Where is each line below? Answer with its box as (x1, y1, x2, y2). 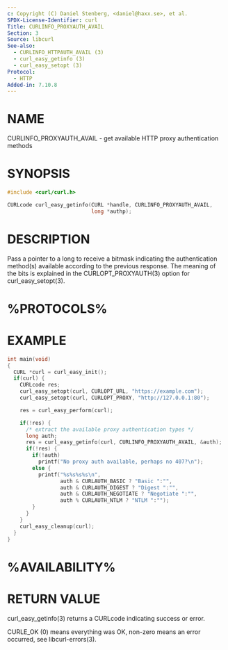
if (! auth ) (32, 452, 60, 459)
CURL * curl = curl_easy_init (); (13, 368, 108, 375)
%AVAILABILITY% (7, 559, 116, 575)
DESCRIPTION (7, 231, 90, 247)
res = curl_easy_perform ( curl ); (19, 407, 113, 414)
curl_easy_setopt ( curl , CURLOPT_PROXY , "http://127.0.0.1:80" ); (19, 394, 210, 402)
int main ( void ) (7, 355, 51, 362)
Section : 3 (7, 29, 39, 37)
